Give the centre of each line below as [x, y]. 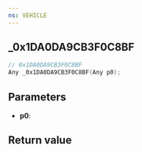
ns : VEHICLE [27, 15]
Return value [40, 141]
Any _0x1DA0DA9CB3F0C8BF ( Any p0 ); [65, 72]
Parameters [37, 97]
